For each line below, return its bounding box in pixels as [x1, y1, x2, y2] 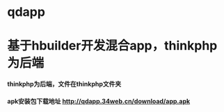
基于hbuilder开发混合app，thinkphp [7, 38, 218, 54]
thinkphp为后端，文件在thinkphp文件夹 [7, 80, 122, 88]
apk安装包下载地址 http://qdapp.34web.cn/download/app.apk [7, 97, 191, 105]
